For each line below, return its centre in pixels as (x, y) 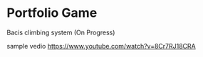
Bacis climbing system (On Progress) (61, 32)
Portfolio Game (52, 13)
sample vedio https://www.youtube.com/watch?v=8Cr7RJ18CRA (101, 46)
